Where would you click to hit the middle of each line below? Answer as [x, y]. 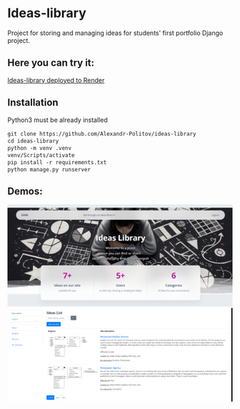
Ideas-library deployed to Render [56, 80]
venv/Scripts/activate [41, 155]
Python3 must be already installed [58, 120]
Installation [33, 102]
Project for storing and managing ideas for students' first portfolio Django [115, 33]
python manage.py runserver [49, 169]
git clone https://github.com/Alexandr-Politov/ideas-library [102, 133]
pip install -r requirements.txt [57, 162]
